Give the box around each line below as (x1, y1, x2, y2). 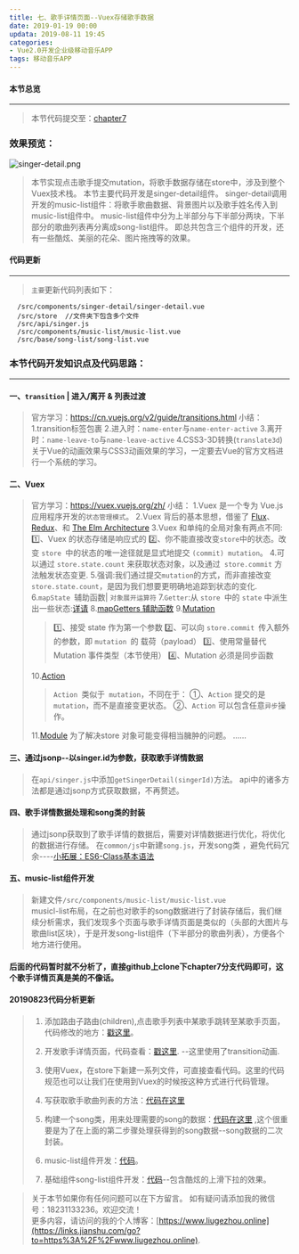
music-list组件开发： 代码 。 (44, 1155, 144, 1166)
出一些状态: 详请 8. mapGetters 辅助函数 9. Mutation (30, 603, 215, 614)
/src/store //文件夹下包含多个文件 (17, 311, 140, 321)
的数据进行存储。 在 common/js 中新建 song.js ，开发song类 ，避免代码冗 (30, 840, 289, 850)
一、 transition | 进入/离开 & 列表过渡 (9, 390, 146, 401)
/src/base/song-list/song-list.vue (17, 335, 149, 344)
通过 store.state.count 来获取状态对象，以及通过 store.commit (38, 559, 273, 570)
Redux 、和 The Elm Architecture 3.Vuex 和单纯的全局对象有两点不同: (30, 522, 283, 533)
